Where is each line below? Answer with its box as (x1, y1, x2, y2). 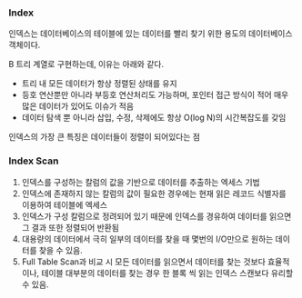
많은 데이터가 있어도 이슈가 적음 (21, 101, 134, 112)
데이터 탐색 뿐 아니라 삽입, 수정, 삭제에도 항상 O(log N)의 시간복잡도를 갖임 (21, 112, 287, 124)
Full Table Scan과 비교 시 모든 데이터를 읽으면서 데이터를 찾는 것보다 (21, 256, 266, 267)
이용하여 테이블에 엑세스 (21, 199, 108, 210)
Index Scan (8, 154, 60, 167)
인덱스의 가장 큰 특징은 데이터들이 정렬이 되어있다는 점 (8, 132, 201, 143)
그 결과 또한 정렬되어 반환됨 (21, 222, 120, 233)
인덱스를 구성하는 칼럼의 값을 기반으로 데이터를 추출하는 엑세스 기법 (21, 176, 260, 187)
